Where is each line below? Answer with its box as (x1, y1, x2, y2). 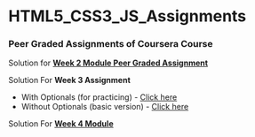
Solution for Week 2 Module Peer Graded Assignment (8, 57, 209, 68)
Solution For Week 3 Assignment (8, 75, 131, 86)
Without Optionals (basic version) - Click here (20, 102, 189, 112)
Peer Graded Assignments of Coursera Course (8, 38, 214, 50)
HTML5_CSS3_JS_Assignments (8, 6, 247, 27)
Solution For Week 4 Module (8, 118, 114, 129)
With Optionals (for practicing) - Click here (20, 92, 178, 103)
